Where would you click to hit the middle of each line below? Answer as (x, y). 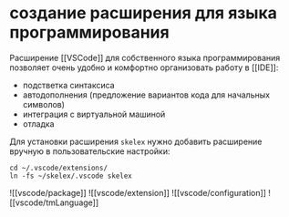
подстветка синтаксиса (69, 85)
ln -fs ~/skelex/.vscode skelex (71, 176)
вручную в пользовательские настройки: (90, 151)
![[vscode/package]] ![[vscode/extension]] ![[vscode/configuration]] (138, 192)
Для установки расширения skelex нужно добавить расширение (136, 141)
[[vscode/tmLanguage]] (54, 202)
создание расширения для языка (144, 13)
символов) (44, 104)
